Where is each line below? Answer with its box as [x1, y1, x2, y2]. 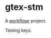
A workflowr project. [5, 18, 47, 24]
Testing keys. [5, 27, 32, 33]
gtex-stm [5, 1, 43, 13]
